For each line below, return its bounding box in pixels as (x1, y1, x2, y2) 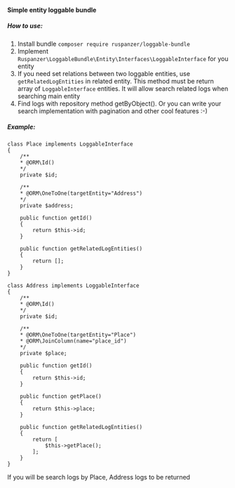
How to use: (7, 22, 43, 30)
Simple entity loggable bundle (7, 6, 97, 14)
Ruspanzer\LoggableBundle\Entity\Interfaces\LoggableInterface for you (17, 54, 229, 63)
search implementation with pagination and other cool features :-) (17, 106, 208, 115)
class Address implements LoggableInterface (7, 282, 140, 289)
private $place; (20, 349, 68, 357)
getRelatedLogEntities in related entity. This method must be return (17, 77, 214, 85)
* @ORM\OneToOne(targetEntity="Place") (20, 331, 137, 338)
